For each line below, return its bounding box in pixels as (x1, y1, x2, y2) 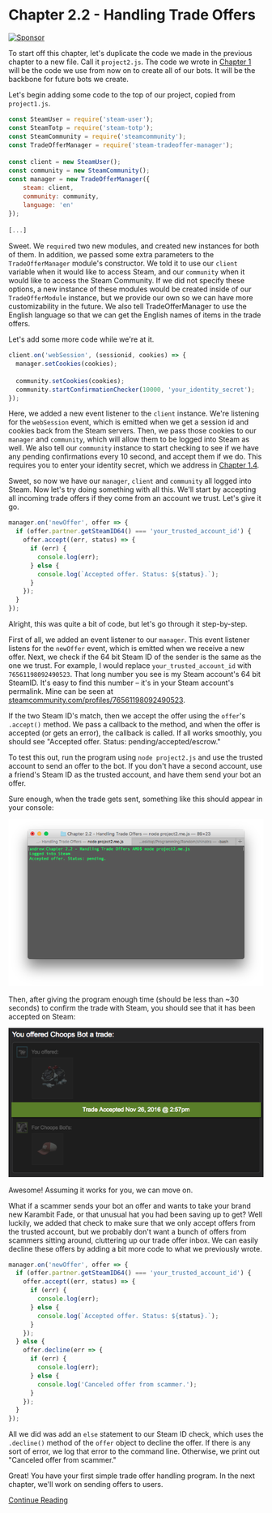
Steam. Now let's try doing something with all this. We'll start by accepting (8, 485, 257, 494)
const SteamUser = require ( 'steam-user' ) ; (8, 115, 154, 123)
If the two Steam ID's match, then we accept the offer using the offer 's (8, 711, 246, 721)
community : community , (23, 192, 100, 200)
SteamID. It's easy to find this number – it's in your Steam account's (8, 678, 235, 688)
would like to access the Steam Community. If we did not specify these (8, 276, 245, 286)
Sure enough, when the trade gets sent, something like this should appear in (8, 794, 263, 804)
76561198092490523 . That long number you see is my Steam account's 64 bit (8, 670, 261, 679)
